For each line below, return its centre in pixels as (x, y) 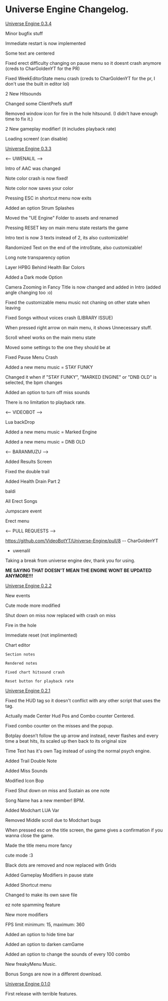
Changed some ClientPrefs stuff (39, 104)
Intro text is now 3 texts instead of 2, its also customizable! (67, 237)
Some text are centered (30, 53)
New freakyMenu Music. (31, 964)
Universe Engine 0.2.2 (29, 585)
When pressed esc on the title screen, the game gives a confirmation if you (84, 830)
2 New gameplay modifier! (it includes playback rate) (61, 129)
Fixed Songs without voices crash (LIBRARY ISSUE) (59, 318)
